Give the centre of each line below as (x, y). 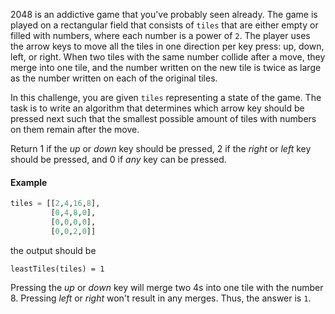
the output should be (53, 250)
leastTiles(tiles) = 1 (57, 269)
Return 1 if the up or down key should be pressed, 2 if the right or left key (161, 148)
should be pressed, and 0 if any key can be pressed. (118, 159)
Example (29, 182)
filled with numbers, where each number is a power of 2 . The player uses (160, 35)
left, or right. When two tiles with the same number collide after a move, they (168, 57)
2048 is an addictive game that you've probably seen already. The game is (164, 14)
